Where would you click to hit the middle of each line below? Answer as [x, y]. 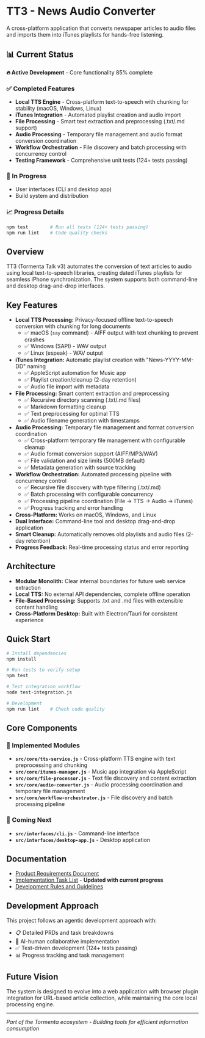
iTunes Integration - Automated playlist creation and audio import [98, 115]
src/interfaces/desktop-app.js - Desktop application [83, 840]
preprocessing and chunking [51, 765]
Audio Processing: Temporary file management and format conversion [104, 427]
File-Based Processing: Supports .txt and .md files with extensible [99, 600]
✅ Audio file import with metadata [67, 387]
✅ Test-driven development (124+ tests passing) [76, 948]
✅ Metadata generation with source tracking [80, 468]
